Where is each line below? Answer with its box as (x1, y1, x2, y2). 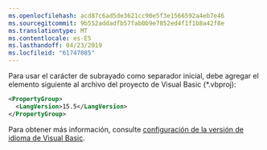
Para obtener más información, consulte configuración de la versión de (8, 124, 244, 134)
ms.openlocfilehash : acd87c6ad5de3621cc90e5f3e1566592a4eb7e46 (8, 11, 225, 20)
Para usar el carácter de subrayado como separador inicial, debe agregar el (8, 71, 259, 80)
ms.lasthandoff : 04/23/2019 (8, 42, 103, 50)
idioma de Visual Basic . (8, 133, 86, 143)
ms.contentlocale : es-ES (8, 34, 92, 43)
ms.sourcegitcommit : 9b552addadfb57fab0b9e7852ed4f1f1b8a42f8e (8, 19, 225, 27)
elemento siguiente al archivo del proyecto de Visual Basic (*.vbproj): (8, 79, 236, 89)
